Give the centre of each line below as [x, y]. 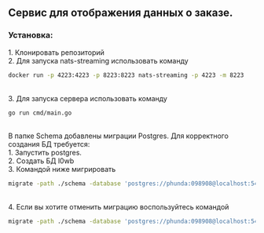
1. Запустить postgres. [45, 153]
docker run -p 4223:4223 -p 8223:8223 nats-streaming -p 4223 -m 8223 [126, 75]
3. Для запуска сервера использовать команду [88, 98]
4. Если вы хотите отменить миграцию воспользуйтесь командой [119, 207]
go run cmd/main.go [40, 113]
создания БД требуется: [49, 144]
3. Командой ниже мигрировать [62, 169]
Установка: [31, 35]
